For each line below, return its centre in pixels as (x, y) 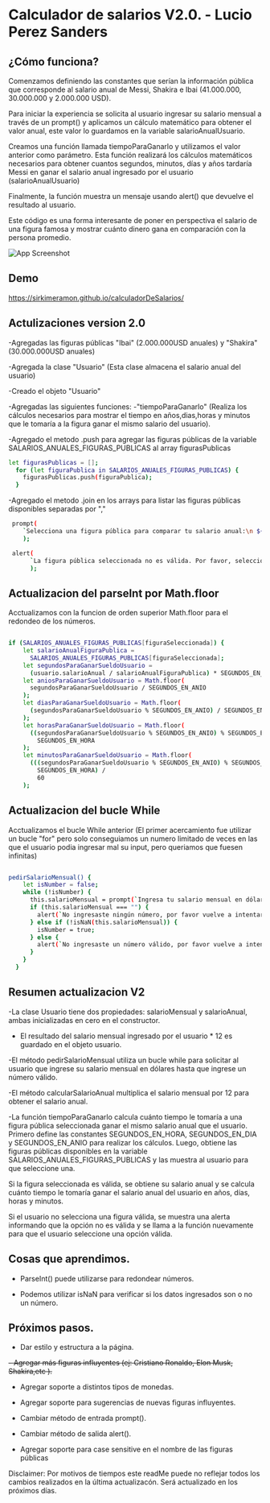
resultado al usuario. (42, 205)
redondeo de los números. (52, 621)
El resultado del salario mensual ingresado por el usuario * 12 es (126, 1036)
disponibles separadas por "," (57, 509)
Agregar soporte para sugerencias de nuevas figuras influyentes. (128, 1402)
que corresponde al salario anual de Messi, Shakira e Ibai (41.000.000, (125, 89)
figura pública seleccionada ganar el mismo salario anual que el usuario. (128, 1125)
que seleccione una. (42, 1168)
